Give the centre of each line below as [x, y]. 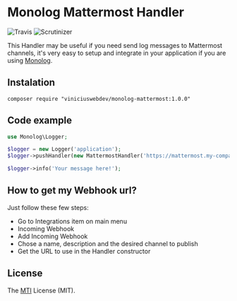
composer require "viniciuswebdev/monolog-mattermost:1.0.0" [99, 99]
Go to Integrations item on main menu [72, 221]
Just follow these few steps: [48, 207]
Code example [40, 121]
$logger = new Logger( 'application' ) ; [64, 149]
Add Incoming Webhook [53, 236]
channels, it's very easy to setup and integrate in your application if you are [117, 53]
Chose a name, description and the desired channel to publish [108, 243]
